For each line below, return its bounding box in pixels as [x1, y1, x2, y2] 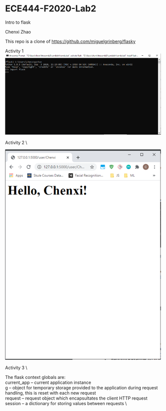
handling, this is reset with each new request [5, 390, 96, 396]
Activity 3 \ [5, 365, 28, 371]
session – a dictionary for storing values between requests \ [5, 400, 127, 406]
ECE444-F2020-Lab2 [5, 3, 96, 14]
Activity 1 [5, 48, 24, 54]
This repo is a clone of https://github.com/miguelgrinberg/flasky [5, 38, 136, 44]
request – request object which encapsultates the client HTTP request [5, 395, 148, 401]
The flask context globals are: [5, 374, 66, 380]
